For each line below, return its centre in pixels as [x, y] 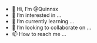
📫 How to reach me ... [39, 34]
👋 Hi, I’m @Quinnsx [35, 9]
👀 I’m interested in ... [36, 15]
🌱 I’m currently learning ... [43, 21]
